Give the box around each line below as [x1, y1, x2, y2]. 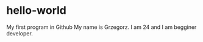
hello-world [6, 4, 67, 17]
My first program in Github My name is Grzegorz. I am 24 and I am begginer [6, 23, 197, 31]
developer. [6, 29, 34, 37]
